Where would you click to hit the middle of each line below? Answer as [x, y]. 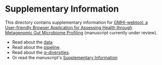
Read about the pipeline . [36, 47]
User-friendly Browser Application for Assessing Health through [69, 27]
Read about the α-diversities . [41, 52]
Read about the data [32, 42]
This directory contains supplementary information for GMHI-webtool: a [76, 22]
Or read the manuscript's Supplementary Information [65, 57]
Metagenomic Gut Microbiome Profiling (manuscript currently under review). [81, 32]
